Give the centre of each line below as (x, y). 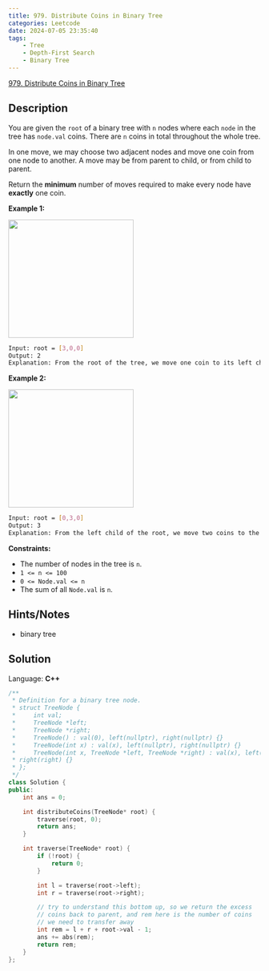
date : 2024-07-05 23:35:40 (53, 30)
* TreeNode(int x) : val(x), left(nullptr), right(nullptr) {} (126, 745)
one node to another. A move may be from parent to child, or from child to (130, 160)
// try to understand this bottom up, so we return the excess (145, 907)
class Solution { (37, 783)
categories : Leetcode (44, 23)
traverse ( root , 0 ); (70, 819)
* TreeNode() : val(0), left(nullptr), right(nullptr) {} (118, 738)
